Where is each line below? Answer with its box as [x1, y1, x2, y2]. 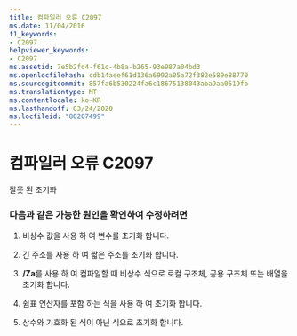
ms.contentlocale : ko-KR [9, 95, 101, 105]
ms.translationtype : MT [9, 87, 98, 96]
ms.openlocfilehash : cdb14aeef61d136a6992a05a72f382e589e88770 [9, 71, 249, 80]
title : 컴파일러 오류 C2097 [9, 12, 102, 22]
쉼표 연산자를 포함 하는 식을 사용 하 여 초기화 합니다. [21, 299, 203, 309]
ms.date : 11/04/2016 [9, 21, 86, 30]
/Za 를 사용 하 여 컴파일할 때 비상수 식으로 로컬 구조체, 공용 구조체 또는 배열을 [21, 268, 289, 279]
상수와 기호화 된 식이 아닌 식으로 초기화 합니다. [21, 317, 184, 328]
